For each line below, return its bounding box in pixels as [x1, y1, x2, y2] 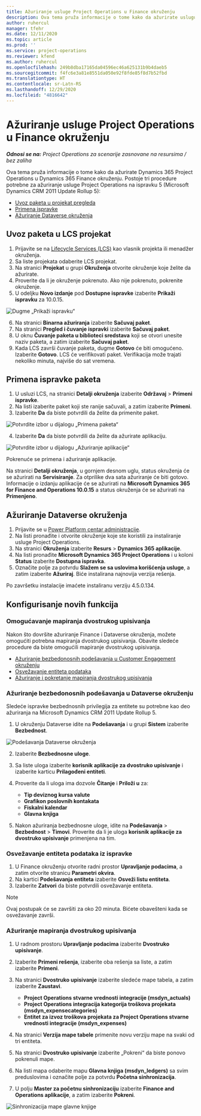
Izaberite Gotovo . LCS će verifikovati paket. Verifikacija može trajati [14, 350, 181, 358]
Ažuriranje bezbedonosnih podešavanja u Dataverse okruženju [6, 689, 193, 697]
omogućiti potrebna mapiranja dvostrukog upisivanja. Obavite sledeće [6, 637, 179, 644]
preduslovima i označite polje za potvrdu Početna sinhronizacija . [14, 1073, 176, 1080]
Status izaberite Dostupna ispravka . [14, 557, 106, 565]
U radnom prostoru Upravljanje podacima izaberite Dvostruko [14, 940, 170, 947]
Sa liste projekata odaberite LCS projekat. [14, 258, 118, 265]
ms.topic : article [6, 36, 52, 42]
